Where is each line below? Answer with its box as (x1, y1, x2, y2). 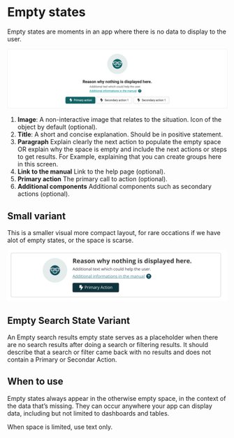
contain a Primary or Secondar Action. (7, 355, 117, 364)
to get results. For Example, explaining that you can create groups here (17, 153, 222, 161)
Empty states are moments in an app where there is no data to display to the (7, 27, 227, 36)
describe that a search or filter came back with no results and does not (7, 348, 212, 357)
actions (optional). (17, 190, 70, 198)
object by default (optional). (17, 123, 98, 132)
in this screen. (17, 160, 59, 169)
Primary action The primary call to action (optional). (17, 175, 168, 183)
